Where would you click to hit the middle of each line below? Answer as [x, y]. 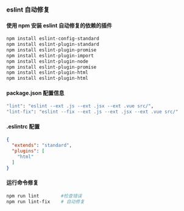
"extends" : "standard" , [42, 145]
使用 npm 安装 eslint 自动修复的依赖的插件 [59, 25]
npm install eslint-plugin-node [47, 61]
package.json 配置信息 [35, 93]
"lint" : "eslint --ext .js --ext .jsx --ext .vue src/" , [80, 106]
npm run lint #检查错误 [44, 196]
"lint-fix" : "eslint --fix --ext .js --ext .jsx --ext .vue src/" [92, 112]
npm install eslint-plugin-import [50, 55]
